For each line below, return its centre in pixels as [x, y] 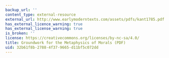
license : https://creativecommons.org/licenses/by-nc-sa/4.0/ [72, 38]
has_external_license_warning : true [44, 29]
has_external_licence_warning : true [44, 24]
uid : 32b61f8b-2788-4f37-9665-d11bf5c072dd [52, 47]
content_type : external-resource [41, 15]
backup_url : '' [21, 10]
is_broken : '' [20, 33]
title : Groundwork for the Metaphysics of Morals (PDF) [65, 43]
